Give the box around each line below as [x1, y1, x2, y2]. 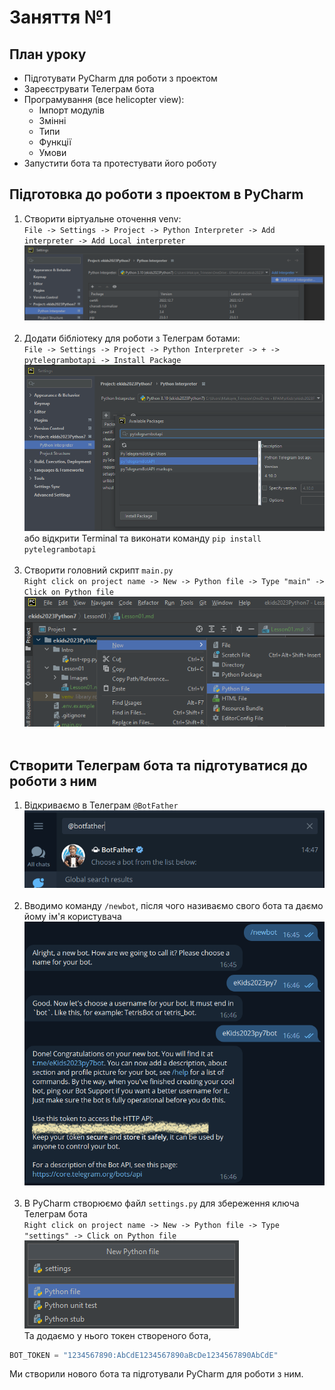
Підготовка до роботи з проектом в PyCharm [9, 186, 304, 203]
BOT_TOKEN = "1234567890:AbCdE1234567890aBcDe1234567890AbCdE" [9, 1350, 279, 1360]
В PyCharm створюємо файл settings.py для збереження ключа [23, 1197, 300, 1209]
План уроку [9, 46, 87, 63]
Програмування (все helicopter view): [23, 94, 185, 105]
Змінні [38, 115, 67, 126]
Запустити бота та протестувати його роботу [23, 157, 217, 169]
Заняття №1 [9, 6, 112, 29]
